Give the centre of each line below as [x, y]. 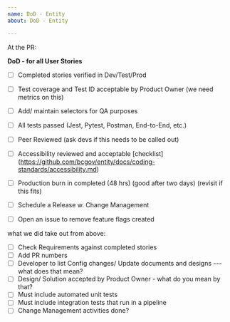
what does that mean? [50, 271]
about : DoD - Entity [38, 21]
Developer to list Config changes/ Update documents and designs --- [120, 264]
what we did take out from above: [57, 234]
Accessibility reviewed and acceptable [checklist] [90, 153]
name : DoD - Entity [36, 14]
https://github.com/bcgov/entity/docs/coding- [88, 162]
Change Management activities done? [73, 311]
